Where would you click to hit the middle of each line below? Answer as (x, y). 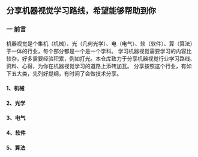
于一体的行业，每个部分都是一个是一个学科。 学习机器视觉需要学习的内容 (96, 51)
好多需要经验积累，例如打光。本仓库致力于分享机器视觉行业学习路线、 (109, 58)
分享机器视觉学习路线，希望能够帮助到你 (81, 11)
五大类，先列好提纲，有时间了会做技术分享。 (66, 73)
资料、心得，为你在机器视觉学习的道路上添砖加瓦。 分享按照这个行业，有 (96, 66)
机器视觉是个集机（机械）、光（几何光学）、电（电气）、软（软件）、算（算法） (101, 43)
